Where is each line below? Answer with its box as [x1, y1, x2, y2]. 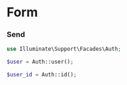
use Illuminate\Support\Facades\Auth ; [6, 45, 121, 53]
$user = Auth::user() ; [6, 58, 74, 66]
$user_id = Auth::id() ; [6, 72, 77, 79]
